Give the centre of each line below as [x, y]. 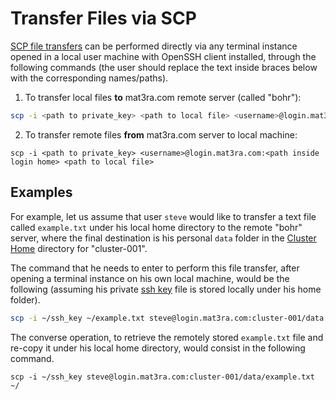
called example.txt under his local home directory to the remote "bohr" [156, 227]
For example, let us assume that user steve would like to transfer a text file [163, 216]
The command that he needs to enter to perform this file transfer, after [155, 268]
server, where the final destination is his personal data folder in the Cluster [163, 238]
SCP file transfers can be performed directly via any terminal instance [154, 46]
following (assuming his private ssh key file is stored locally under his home [166, 289]
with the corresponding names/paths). [89, 78]
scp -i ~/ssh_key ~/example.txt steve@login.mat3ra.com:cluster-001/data [167, 318]
